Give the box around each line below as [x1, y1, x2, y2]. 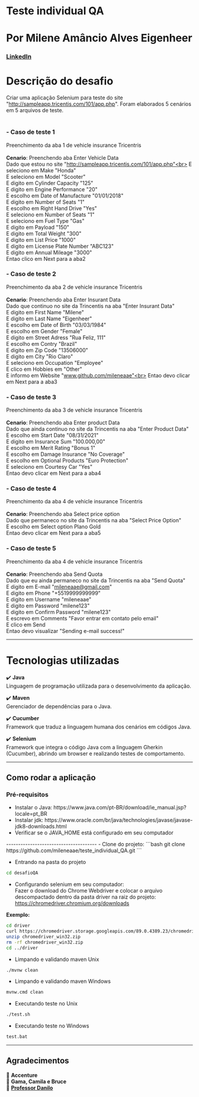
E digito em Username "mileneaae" [6, 595, 92, 603]
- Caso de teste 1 [6, 128, 55, 136]
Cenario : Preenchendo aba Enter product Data [6, 419, 120, 426]
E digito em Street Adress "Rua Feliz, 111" [6, 334, 106, 341]
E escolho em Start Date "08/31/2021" [6, 432, 99, 439]
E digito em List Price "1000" [6, 236, 76, 243]
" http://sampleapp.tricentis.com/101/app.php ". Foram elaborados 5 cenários [6, 100, 191, 108]
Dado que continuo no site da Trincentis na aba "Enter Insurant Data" [6, 302, 175, 310]
